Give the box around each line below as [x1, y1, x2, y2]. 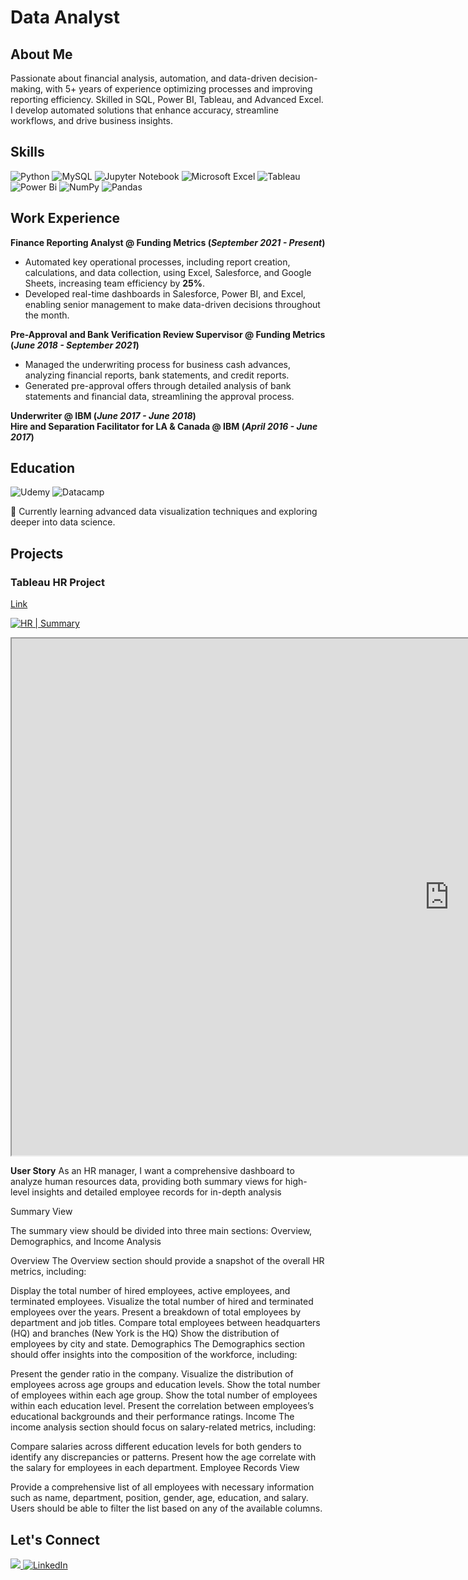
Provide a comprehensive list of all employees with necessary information [10, 1481, 315, 1493]
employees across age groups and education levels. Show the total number [10, 1379, 321, 1391]
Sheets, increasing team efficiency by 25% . [24, 277, 206, 289]
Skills [10, 144, 45, 161]
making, [10, 83, 44, 95]
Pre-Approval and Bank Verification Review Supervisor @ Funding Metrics [10, 328, 326, 340]
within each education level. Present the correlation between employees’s [10, 1400, 315, 1412]
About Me [10, 46, 73, 63]
